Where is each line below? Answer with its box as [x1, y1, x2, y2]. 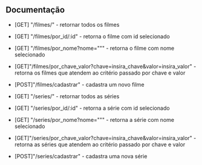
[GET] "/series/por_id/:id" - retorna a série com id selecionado [14, 104, 170, 112]
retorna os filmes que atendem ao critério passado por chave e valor [14, 69, 186, 76]
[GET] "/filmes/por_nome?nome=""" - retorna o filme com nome [14, 44, 175, 52]
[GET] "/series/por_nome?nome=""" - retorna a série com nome [14, 116, 175, 123]
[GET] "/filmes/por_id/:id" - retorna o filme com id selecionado [14, 33, 170, 40]
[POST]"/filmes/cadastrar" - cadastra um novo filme [14, 81, 145, 88]
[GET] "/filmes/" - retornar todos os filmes [14, 21, 120, 28]
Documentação [5, 5, 65, 15]
